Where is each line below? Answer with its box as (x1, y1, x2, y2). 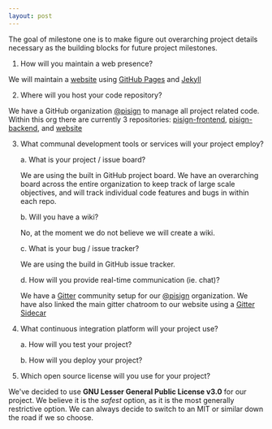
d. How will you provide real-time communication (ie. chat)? (19, 275, 221, 284)
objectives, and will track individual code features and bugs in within (19, 188, 249, 197)
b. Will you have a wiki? (19, 212, 99, 222)
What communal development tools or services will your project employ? (19, 139, 264, 149)
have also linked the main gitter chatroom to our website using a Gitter (19, 299, 256, 309)
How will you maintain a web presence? (19, 58, 153, 68)
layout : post (8, 11, 53, 20)
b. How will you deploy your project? (19, 355, 143, 365)
